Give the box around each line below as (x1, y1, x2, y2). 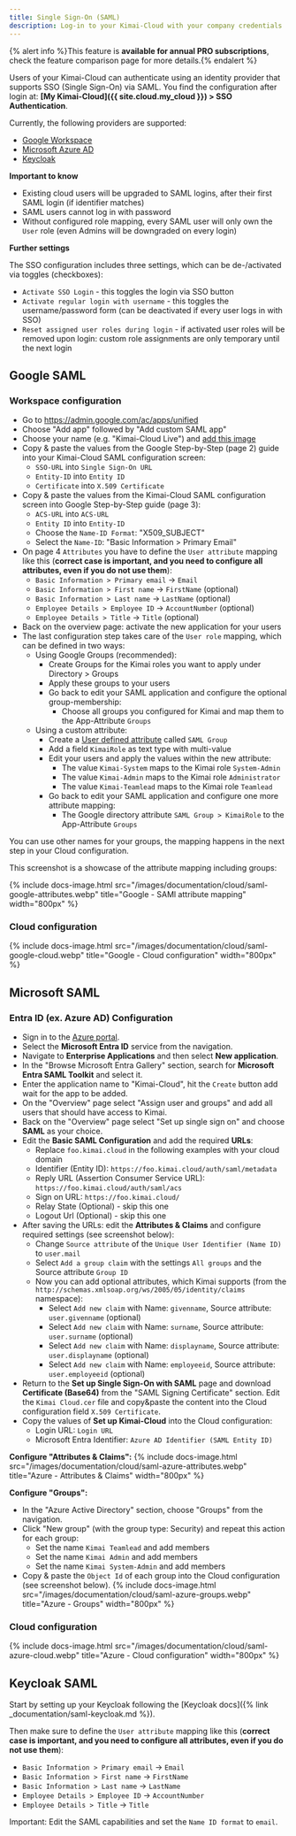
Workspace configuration (9, 395, 122, 407)
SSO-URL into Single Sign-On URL (34, 462, 153, 472)
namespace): (34, 1294, 84, 1304)
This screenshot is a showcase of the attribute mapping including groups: (9, 863, 277, 873)
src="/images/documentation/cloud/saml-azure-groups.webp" (21, 1589, 252, 1600)
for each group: (21, 1533, 80, 1544)
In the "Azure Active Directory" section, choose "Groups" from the (21, 1505, 263, 1516)
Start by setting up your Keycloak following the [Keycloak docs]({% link (9, 1700, 269, 1710)
